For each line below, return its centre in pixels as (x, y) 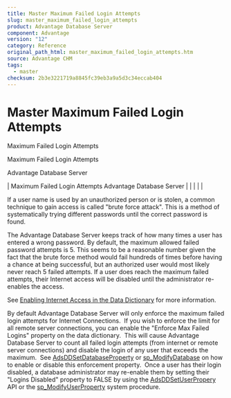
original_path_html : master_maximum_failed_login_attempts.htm (100, 53)
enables (18, 287)
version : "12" (28, 39)
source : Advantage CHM (40, 59)
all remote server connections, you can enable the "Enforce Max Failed (108, 328)
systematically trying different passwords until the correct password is (108, 215)
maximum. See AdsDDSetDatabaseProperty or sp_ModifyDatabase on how (115, 358)
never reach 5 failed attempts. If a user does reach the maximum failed (108, 272)
